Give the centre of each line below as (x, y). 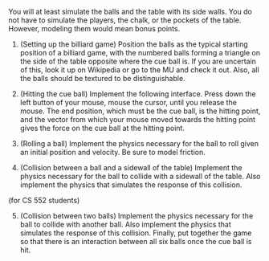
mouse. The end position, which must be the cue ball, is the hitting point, (140, 111)
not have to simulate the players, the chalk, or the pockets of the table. (125, 20)
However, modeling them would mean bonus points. (94, 29)
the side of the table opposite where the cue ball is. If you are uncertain (138, 61)
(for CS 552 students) (44, 200)
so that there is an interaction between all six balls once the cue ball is (136, 241)
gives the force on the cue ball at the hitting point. (102, 128)
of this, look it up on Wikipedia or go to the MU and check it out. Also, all (139, 70)
